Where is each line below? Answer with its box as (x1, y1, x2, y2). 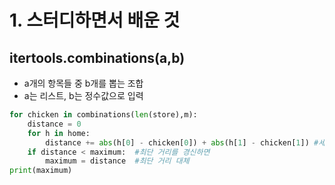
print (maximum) (9, 166, 73, 176)
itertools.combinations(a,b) (9, 49, 186, 66)
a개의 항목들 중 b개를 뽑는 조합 (23, 77, 144, 89)
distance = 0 (27, 119, 82, 129)
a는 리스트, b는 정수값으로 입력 (23, 90, 144, 101)
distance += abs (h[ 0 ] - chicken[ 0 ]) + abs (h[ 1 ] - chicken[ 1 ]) (45, 137, 310, 148)
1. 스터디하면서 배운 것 (9, 9, 181, 32)
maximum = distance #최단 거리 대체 (45, 156, 190, 166)
